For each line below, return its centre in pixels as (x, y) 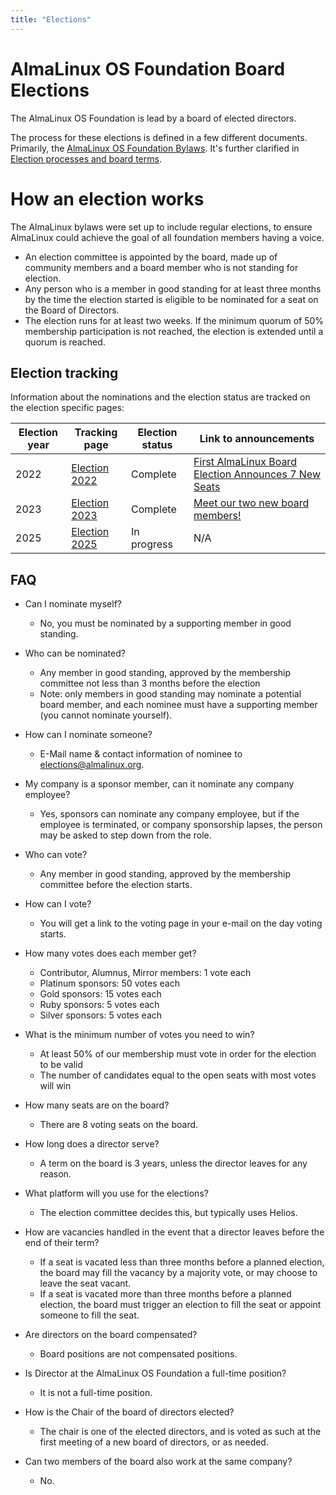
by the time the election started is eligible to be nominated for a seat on (171, 299)
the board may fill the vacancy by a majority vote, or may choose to (178, 1273)
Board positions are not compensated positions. (138, 1354)
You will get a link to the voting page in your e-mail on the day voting (181, 923)
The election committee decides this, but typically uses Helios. (168, 1213)
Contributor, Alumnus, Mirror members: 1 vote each (145, 973)
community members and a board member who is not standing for (161, 267)
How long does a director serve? (92, 1144)
